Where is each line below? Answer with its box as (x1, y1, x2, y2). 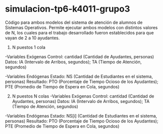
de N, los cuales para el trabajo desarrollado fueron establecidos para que (5, 30, 154, 35)
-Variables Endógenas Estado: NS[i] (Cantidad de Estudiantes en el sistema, (5, 113, 157, 118)
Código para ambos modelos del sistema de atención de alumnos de (5, 19, 143, 25)
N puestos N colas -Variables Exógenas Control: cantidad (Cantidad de (12, 93, 154, 99)
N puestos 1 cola (12, 44, 46, 50)
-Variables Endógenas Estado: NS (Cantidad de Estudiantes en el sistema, (5, 73, 153, 79)
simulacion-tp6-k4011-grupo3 (5, 3, 130, 15)
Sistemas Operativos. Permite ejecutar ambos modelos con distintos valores (5, 24, 158, 30)
